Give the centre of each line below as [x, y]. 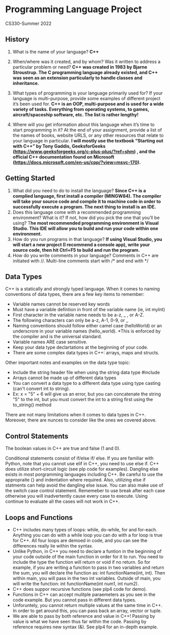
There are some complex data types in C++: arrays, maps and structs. [86, 353]
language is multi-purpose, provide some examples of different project [87, 98]
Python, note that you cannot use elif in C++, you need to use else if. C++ [82, 464]
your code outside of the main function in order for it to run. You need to [88, 557]
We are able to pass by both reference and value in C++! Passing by [84, 616]
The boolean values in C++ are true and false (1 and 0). [63, 448]
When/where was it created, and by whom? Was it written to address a [87, 62]
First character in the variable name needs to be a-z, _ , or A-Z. [78, 315]
